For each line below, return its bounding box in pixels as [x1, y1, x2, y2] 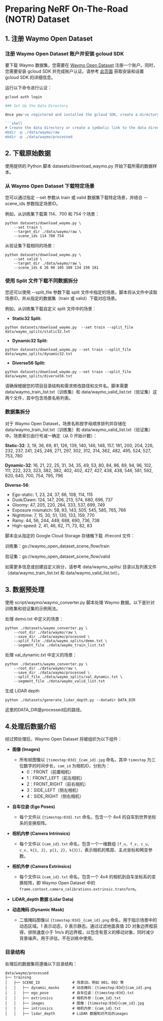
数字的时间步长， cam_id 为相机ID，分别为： [23, 763, 111, 769]
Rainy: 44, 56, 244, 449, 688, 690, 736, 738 [12, 517, 100, 523]
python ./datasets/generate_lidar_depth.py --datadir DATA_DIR [5, 697, 136, 703]
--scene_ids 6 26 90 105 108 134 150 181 [14, 265, 98, 270]
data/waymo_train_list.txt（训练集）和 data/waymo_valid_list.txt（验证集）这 [5, 389, 157, 395]
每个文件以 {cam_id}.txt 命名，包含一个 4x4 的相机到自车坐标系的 [19, 874, 152, 880]
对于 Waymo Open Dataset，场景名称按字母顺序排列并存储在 [5, 420, 127, 426]
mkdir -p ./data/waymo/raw [5, 130, 60, 135]
